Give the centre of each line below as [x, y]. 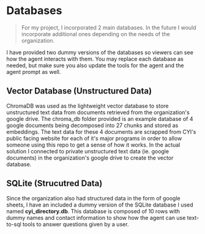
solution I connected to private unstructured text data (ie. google [88, 151]
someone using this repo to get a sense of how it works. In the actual [93, 145]
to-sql [14, 224]
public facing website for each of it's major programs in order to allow [94, 138]
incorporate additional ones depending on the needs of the [95, 34]
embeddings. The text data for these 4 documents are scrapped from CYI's [101, 131]
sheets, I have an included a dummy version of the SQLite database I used [100, 205]
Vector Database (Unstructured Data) [79, 91]
